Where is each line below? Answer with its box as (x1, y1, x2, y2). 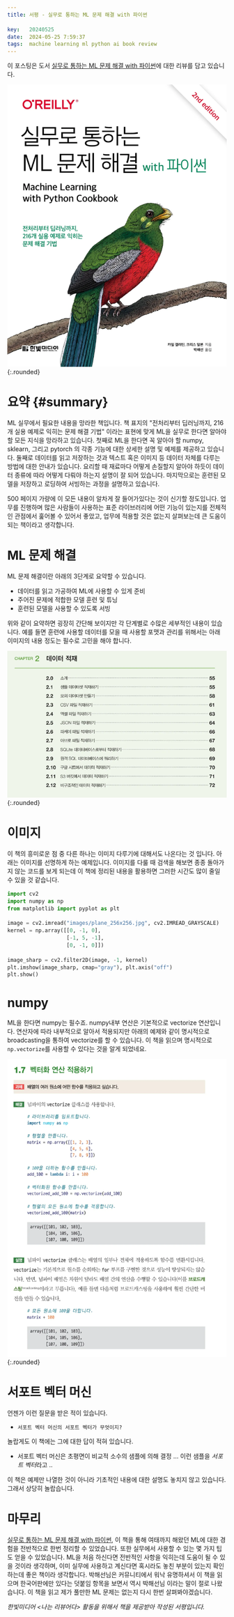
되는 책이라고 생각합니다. (7, 520, 75, 529)
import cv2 (7, 890, 39, 897)
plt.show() (7, 971, 39, 979)
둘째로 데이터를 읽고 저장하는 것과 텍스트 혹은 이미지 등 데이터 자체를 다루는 (16, 453, 221, 461)
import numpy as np (7, 898, 64, 905)
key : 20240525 (7, 26, 54, 33)
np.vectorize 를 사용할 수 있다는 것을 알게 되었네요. (7, 1045, 147, 1053)
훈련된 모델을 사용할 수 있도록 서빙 (17, 604, 111, 613)
